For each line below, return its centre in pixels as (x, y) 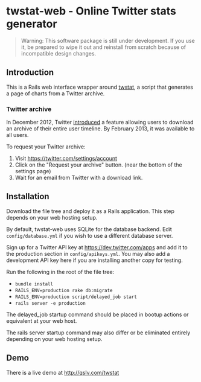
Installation (28, 196)
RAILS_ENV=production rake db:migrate (64, 290)
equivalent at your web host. (42, 320)
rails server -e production (50, 303)
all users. (18, 135)
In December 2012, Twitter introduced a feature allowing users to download (100, 123)
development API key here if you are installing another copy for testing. (94, 260)
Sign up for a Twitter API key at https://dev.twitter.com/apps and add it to (97, 247)
